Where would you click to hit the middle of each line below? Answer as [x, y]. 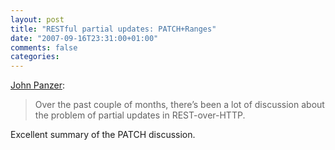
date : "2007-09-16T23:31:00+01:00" [84, 38]
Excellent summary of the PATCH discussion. [103, 135]
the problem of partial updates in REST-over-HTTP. [140, 115]
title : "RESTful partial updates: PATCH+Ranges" [113, 29]
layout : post [37, 19]
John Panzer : [37, 85]
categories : [35, 57]
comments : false [44, 47]
